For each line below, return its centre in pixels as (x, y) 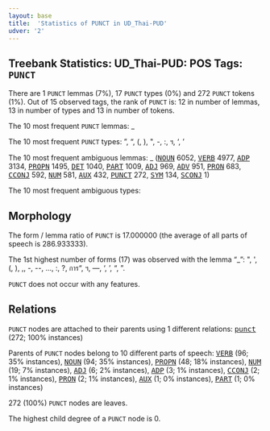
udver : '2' (27, 31)
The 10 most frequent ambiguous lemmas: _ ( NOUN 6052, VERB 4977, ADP (129, 158)
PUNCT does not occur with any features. (75, 284)
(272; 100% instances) (46, 337)
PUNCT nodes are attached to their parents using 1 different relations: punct (132, 329)
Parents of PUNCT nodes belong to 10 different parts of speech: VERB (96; (129, 353)
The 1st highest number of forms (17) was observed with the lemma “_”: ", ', (133, 259)
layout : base (30, 16)
